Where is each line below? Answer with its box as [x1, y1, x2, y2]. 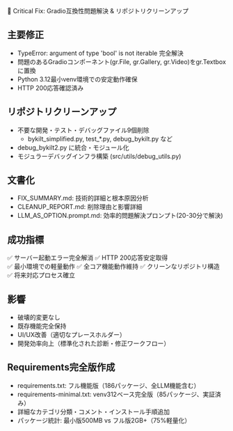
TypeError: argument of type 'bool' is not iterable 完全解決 [17, 49, 184, 57]
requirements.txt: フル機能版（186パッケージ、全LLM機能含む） [17, 381, 200, 389]
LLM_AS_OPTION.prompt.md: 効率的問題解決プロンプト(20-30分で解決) [17, 212, 224, 220]
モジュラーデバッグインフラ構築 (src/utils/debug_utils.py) [17, 152, 182, 160]
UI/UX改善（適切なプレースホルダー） [17, 331, 127, 339]
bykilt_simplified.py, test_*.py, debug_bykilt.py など [27, 134, 173, 143]
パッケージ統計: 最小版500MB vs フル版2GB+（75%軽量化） [17, 416, 191, 424]
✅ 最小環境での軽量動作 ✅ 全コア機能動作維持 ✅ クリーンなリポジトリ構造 [7, 262, 220, 271]
